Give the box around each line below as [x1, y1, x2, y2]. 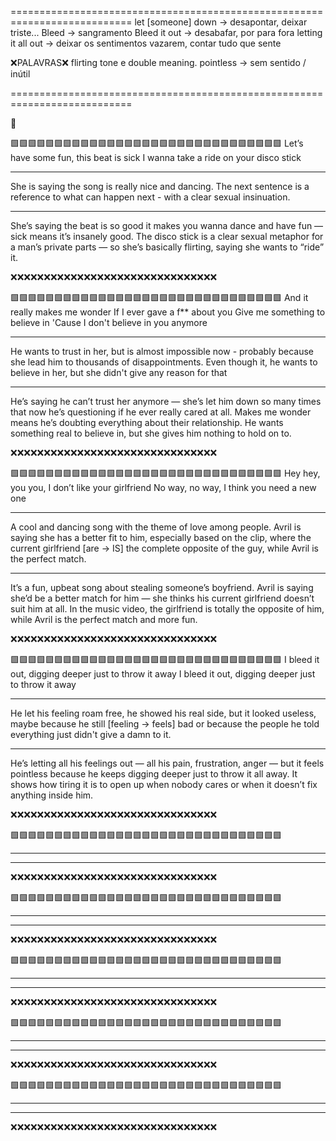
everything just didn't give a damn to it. [10, 729, 172, 740]
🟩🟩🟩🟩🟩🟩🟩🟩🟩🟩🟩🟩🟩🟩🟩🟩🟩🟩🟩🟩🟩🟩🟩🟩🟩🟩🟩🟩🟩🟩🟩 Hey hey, [10, 467, 321, 479]
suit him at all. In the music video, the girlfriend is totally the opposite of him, [10, 603, 325, 615]
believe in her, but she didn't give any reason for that [10, 367, 228, 378]
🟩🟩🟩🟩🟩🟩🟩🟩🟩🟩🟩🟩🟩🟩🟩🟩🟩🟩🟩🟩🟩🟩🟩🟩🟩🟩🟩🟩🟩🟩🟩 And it [10, 292, 309, 303]
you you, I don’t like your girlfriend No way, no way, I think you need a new [10, 482, 317, 493]
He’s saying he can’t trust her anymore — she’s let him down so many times [10, 396, 322, 407]
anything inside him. [10, 789, 94, 801]
